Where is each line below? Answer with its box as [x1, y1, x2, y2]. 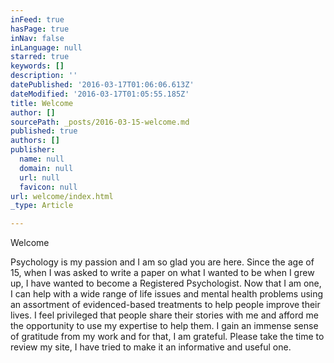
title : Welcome [10, 98, 74, 108]
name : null [19, 154, 65, 164]
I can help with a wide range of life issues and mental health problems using [10, 288, 324, 300]
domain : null [19, 163, 74, 173]
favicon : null [19, 182, 78, 192]
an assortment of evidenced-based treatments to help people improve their [10, 299, 321, 311]
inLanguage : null [10, 42, 83, 53]
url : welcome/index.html [10, 191, 114, 201]
